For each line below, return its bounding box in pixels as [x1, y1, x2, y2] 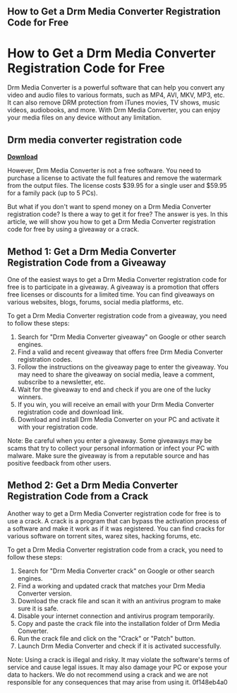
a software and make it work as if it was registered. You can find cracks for [7, 524, 225, 533]
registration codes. [17, 355, 73, 363]
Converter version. [17, 589, 73, 598]
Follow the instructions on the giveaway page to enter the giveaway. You [17, 362, 229, 371]
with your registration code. [17, 422, 98, 431]
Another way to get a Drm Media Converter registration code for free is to [7, 509, 221, 518]
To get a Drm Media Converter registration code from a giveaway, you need [7, 311, 227, 320]
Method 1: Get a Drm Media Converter [7, 245, 176, 257]
